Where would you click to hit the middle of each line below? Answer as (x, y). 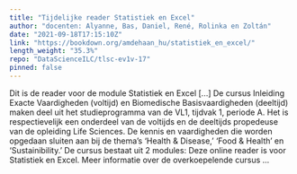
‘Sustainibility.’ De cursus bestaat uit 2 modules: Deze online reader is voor (148, 150)
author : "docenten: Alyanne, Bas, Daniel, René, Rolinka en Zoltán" (140, 26)
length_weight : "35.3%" (54, 51)
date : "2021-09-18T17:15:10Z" (66, 34)
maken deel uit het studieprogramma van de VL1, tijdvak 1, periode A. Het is (149, 112)
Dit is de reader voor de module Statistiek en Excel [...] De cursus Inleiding (147, 93)
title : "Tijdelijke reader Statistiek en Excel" (102, 17)
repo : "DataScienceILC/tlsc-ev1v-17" (80, 59)
